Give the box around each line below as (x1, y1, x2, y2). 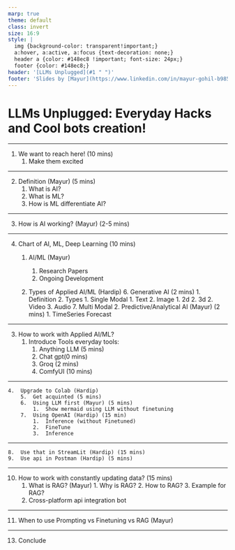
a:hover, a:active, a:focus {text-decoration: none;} (14, 50, 174, 57)
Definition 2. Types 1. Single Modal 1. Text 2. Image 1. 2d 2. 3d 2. (28, 295, 213, 304)
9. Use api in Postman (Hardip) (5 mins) (8, 455, 133, 462)
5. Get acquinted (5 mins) (20, 393, 102, 400)
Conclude (17, 536, 47, 545)
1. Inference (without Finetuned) (33, 418, 137, 425)
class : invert (8, 23, 50, 30)
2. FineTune (33, 424, 71, 431)
